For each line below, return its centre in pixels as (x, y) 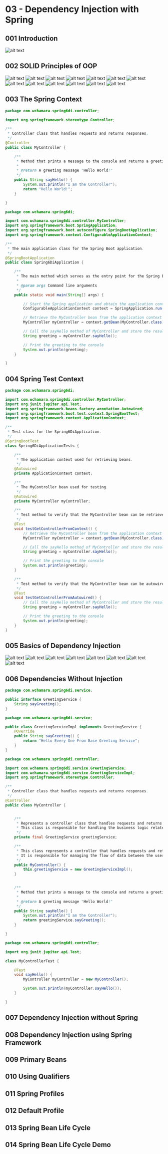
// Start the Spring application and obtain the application (88, 304)
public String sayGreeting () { (47, 736)
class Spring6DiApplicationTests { (42, 446)
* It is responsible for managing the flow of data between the (85, 855)
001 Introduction (31, 38)
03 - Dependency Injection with (72, 9)
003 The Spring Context (44, 99)
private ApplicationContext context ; (53, 474)
